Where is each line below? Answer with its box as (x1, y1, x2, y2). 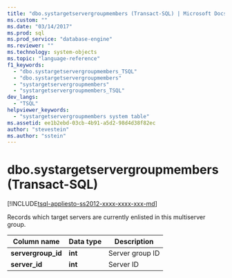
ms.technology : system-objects (7, 49, 97, 56)
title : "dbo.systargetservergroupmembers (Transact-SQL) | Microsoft (7, 10, 212, 17)
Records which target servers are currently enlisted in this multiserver (7, 213, 206, 221)
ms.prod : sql (7, 29, 45, 37)
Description (114, 237, 154, 246)
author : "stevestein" (7, 126, 70, 133)
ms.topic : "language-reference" (7, 55, 100, 62)
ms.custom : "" (7, 17, 48, 24)
